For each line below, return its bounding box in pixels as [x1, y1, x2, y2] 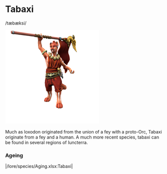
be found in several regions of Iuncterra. [5, 139, 88, 145]
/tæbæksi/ [5, 20, 26, 26]
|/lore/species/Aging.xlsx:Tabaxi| [5, 163, 73, 169]
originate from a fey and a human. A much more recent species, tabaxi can [5, 134, 159, 140]
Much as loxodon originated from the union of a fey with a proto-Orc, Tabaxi [5, 128, 162, 134]
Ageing [5, 151, 23, 158]
